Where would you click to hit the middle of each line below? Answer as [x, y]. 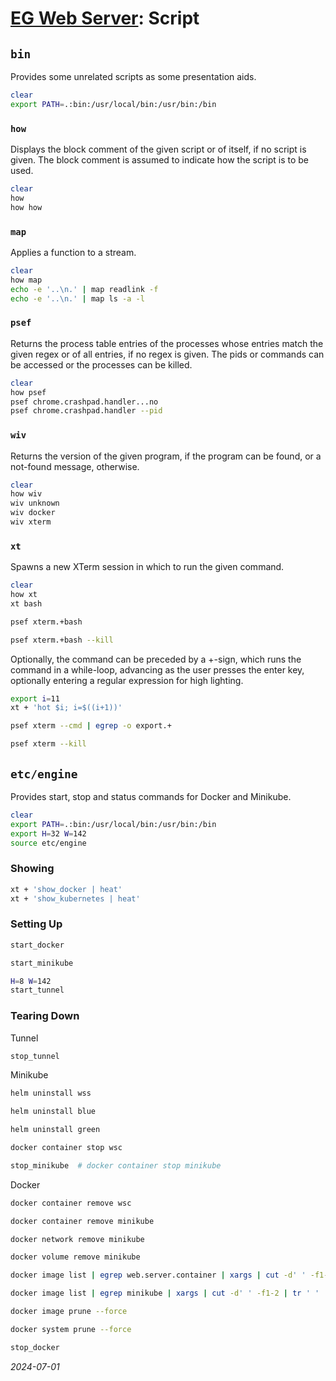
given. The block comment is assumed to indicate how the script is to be [160, 160]
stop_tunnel [35, 1056]
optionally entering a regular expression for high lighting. [127, 680]
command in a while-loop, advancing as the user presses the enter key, [157, 669]
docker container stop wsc [66, 1148]
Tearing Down [45, 1016]
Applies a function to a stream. [73, 252]
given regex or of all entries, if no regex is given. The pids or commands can [167, 354]
